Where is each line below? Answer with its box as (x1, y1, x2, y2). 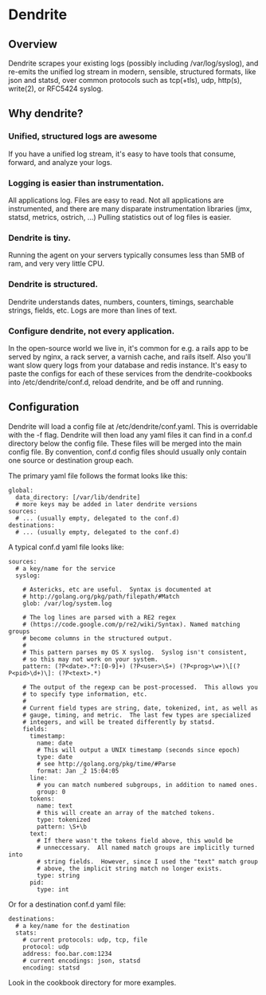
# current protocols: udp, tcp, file (22, 935, 148, 944)
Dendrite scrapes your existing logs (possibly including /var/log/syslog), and (8, 58, 259, 68)
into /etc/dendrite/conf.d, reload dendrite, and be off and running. (8, 377, 224, 387)
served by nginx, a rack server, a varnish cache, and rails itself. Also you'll (8, 352, 251, 361)
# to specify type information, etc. (22, 690, 148, 698)
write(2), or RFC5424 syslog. (8, 84, 104, 93)
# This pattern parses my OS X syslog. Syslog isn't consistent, (22, 648, 248, 656)
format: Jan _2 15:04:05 (37, 767, 119, 775)
